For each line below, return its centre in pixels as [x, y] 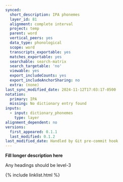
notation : [16, 94]
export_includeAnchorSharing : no [45, 80]
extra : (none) [24, 85]
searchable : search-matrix [38, 62]
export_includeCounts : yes [38, 76]
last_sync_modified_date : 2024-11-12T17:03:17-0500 [60, 89]
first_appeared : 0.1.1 [34, 132]
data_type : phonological [36, 43]
